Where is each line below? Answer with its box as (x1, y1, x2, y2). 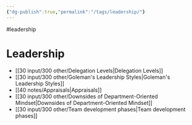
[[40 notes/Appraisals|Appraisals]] (15, 86, 102, 93)
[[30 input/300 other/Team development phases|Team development (15, 106, 186, 113)
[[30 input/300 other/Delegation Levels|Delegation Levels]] (15, 67, 163, 74)
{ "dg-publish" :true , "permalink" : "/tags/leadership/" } (6, 8, 146, 15)
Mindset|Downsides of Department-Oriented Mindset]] (15, 99, 153, 106)
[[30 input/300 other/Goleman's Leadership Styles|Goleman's (15, 73, 170, 81)
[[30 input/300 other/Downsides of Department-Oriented (15, 92, 158, 100)
